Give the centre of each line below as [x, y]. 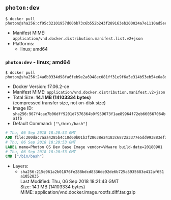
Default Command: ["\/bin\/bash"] [50, 124]
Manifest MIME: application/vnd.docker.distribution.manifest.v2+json [89, 92]
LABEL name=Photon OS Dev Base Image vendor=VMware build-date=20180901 [84, 147]
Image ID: [23, 108]
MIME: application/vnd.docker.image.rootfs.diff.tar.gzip [78, 192]
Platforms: [23, 43]
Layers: [20, 166]
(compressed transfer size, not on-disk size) [59, 103]
